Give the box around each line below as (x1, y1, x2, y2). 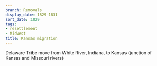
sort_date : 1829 (5, 17, 40, 22)
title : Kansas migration (5, 36, 58, 41)
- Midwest (5, 31, 26, 36)
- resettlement (5, 26, 38, 31)
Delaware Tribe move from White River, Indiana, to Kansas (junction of (5, 49, 152, 56)
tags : (5, 21, 17, 27)
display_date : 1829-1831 (5, 12, 58, 17)
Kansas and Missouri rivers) (5, 55, 64, 61)
